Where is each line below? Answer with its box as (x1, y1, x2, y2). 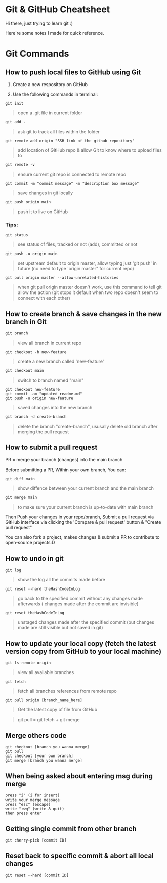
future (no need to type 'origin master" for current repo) (17, 266, 134, 272)
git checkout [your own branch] (5, 753, 73, 759)
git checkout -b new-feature (5, 350, 67, 355)
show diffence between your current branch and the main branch (17, 485, 154, 491)
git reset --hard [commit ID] (5, 873, 69, 878)
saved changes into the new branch (17, 405, 93, 411)
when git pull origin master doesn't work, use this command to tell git (17, 284, 162, 290)
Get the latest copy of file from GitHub (17, 707, 98, 713)
